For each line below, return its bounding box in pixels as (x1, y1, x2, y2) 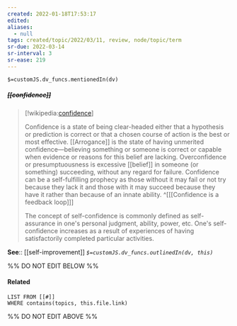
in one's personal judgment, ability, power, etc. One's (57, 219, 212, 227)
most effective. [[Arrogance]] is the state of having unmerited (24, 137, 204, 146)
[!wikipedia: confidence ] (24, 108, 94, 117)
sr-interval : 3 (7, 50, 52, 57)
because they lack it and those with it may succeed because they (24, 182, 216, 191)
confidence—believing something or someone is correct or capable (24, 145, 222, 153)
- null (13, 30, 33, 38)
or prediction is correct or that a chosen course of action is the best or (24, 130, 230, 138)
